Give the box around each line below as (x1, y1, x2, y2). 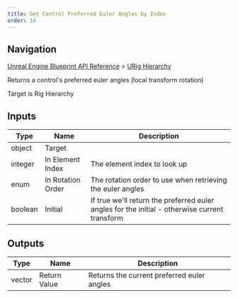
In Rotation (45, 175, 81, 185)
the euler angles (90, 184, 144, 194)
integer (11, 159, 35, 169)
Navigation (7, 43, 57, 55)
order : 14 (7, 17, 37, 24)
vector (11, 275, 33, 285)
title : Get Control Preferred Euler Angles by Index (7, 10, 166, 18)
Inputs (7, 110, 37, 122)
